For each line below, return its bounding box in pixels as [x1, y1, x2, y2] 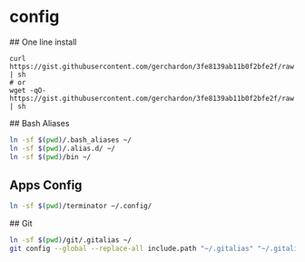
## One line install [9, 36, 77, 47]
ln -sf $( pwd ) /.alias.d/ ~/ [9, 144, 116, 153]
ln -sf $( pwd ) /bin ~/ [9, 152, 92, 161]
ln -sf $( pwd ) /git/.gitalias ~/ [9, 236, 132, 245]
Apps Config [9, 177, 83, 193]
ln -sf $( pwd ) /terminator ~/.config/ [9, 202, 152, 211]
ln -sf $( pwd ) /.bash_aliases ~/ [9, 135, 132, 145]
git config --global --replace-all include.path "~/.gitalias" [9, 244, 254, 254]
